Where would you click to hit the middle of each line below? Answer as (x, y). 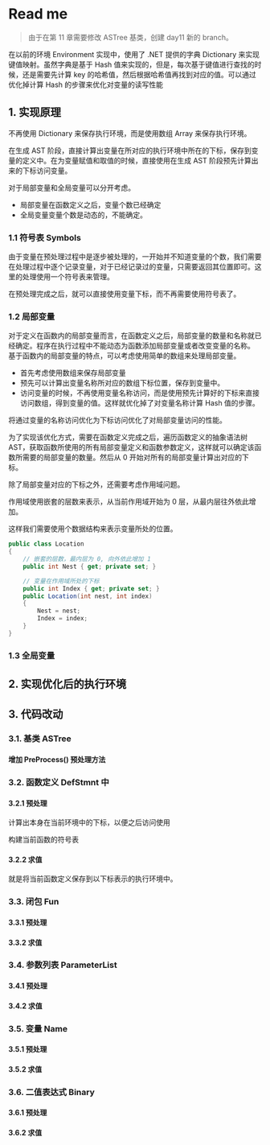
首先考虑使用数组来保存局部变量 (73, 373)
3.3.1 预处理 (28, 922)
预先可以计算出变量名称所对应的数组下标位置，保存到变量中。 (122, 383)
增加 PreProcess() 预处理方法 (57, 760)
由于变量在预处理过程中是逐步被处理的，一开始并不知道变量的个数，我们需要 (135, 257)
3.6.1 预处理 (28, 1113)
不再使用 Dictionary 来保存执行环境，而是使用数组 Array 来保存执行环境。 (130, 133)
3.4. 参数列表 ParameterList (63, 965)
